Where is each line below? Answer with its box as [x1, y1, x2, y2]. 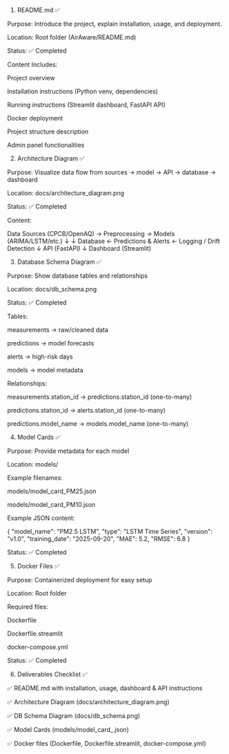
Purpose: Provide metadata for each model [7, 447, 130, 455]
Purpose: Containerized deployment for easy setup [7, 576, 153, 584]
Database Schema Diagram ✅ [17, 258, 102, 266]
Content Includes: [7, 60, 58, 69]
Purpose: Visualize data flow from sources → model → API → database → [7, 168, 216, 176]
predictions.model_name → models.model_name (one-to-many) [7, 420, 189, 428]
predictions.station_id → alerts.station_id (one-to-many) [7, 406, 166, 414]
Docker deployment [7, 114, 63, 122]
